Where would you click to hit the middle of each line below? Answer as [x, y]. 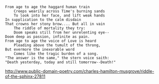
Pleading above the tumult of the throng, [57, 45]
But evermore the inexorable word [40, 50]
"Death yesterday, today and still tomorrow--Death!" [61, 62]
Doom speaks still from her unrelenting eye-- [62, 33]
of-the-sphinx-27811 [25, 76]
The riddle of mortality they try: [50, 28]
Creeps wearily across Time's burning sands [59, 11]
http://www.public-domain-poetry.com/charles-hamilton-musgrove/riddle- [79, 71]
